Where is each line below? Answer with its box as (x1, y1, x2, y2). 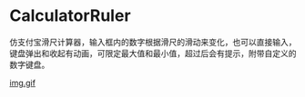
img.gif (9, 77, 36, 88)
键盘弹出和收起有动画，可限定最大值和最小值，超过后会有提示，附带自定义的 (9, 47, 297, 59)
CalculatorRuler (9, 5, 131, 26)
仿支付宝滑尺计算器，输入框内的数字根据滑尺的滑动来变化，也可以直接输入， (9, 36, 297, 47)
